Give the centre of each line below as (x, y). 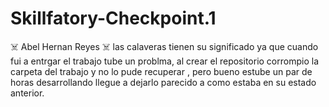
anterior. (27, 93)
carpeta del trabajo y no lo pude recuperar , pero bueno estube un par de (161, 71)
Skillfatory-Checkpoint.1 (113, 18)
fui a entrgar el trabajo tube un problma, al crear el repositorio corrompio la (164, 61)
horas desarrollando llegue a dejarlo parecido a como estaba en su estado (163, 82)
